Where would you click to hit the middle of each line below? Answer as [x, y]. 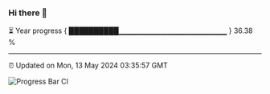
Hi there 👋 [28, 13]
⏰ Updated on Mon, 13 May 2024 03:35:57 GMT [88, 65]
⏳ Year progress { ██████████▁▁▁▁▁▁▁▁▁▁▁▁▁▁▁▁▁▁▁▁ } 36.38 [131, 31]
